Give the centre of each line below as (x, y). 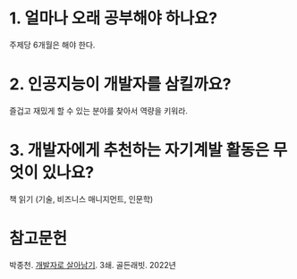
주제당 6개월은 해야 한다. (52, 45)
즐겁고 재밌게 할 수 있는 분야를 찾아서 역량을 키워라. (98, 110)
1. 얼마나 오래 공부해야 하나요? (113, 18)
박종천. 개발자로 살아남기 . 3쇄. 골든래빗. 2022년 (93, 265)
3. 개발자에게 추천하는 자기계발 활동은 (140, 151)
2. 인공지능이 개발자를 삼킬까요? (120, 85)
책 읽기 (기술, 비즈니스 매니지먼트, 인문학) (81, 199)
